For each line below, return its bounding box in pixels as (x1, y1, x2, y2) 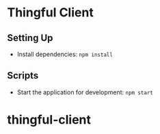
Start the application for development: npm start (16, 88, 154, 96)
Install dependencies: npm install (16, 50, 113, 58)
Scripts (7, 70, 39, 81)
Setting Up (7, 32, 53, 44)
